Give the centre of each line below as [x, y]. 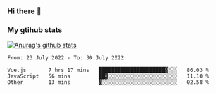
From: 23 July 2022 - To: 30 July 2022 [66, 58]
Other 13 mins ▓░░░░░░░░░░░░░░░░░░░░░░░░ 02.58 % [108, 83]
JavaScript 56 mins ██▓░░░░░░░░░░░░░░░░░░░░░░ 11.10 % [108, 76]
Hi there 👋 [25, 11]
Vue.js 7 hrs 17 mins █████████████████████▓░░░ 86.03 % [108, 70]
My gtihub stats [35, 29]
